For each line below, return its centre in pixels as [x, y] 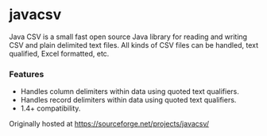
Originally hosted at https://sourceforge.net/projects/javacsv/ [109, 124]
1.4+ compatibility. [50, 108]
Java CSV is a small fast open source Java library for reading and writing [128, 37]
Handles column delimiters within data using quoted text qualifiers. [130, 91]
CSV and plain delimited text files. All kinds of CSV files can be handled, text [134, 45]
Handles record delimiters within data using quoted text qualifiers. [128, 100]
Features [27, 74]
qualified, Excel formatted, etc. [59, 53]
